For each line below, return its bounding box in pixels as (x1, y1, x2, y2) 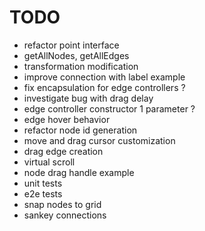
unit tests (23, 177, 63, 189)
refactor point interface (23, 39, 120, 51)
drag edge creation (23, 145, 104, 157)
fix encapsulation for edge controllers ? (23, 81, 186, 93)
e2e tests (23, 187, 63, 200)
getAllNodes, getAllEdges (23, 49, 130, 61)
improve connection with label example (23, 71, 186, 83)
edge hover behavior (23, 113, 111, 125)
